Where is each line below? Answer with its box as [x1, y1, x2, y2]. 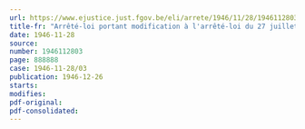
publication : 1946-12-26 [9, 73, 103, 82]
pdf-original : [9, 97, 64, 107]
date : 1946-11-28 [9, 30, 75, 39]
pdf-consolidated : [9, 106, 79, 115]
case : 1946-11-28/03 [9, 64, 88, 74]
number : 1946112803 [9, 47, 84, 56]
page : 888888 [9, 55, 59, 64]
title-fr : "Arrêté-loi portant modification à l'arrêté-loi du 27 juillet [9, 22, 299, 31]
